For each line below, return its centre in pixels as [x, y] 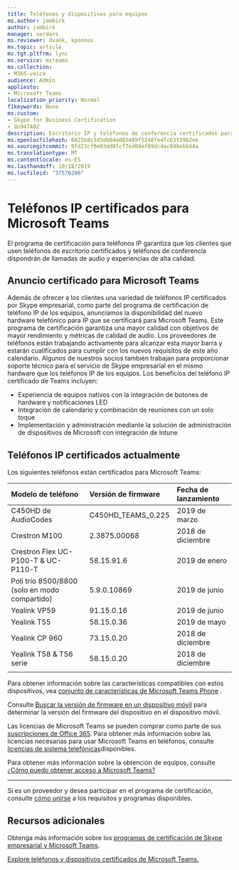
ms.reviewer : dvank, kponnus [51, 41]
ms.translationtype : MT [43, 153]
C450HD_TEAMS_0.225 [129, 515]
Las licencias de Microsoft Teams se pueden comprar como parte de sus [115, 726]
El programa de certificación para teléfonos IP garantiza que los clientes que [119, 243]
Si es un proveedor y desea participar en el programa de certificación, [110, 791]
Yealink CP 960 [37, 638]
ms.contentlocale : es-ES [44, 160]
